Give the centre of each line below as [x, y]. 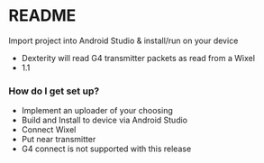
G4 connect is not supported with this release [106, 149]
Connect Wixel [49, 130]
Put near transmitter [59, 140]
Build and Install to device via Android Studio [105, 120]
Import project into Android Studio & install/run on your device [123, 41]
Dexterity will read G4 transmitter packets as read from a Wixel [138, 58]
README [42, 16]
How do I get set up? [54, 91]
